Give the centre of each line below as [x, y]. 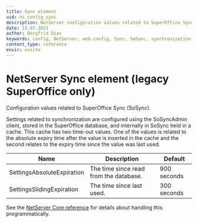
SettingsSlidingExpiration [44, 189]
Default [175, 158]
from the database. [116, 176]
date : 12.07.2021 [27, 28]
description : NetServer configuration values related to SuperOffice [93, 22]
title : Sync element [32, 11]
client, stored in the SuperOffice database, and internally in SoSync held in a [99, 125]
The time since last [116, 185]
